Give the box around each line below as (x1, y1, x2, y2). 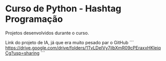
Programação (5, 13, 63, 25)
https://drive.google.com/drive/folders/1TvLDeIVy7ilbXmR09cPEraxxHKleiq (5, 45, 161, 51)
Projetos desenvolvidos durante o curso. (5, 30, 89, 36)
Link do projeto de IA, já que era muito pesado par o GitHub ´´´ (5, 39, 134, 45)
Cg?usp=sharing (5, 50, 40, 56)
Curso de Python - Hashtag (5, 3, 122, 14)
